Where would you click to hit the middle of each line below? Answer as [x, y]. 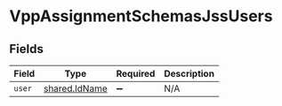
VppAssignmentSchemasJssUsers [141, 16]
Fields [27, 49]
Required [136, 74]
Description [189, 74]
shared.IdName [76, 88]
